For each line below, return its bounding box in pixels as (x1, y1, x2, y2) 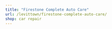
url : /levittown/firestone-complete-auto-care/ (5, 12, 107, 17)
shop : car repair (5, 16, 42, 21)
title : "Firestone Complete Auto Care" (5, 7, 89, 12)
